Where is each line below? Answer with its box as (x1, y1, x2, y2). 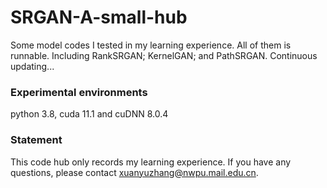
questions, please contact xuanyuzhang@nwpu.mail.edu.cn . (10, 166, 259, 178)
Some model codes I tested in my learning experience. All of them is (10, 39, 292, 51)
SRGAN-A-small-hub (10, 6, 188, 29)
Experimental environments (10, 85, 148, 99)
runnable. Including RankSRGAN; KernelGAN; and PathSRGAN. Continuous (10, 49, 318, 61)
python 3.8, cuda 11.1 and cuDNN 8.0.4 (10, 108, 169, 120)
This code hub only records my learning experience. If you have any (10, 156, 292, 168)
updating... (10, 60, 55, 72)
